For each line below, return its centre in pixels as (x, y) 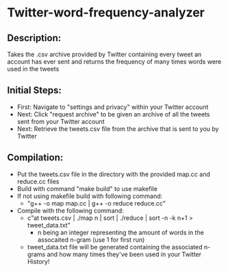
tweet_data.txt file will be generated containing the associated (115, 247)
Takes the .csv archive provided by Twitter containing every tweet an (104, 54)
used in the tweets (33, 69)
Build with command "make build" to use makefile (87, 188)
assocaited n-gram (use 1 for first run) (91, 239)
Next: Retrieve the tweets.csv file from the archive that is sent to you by (118, 129)
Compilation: (35, 158)
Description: (34, 38)
